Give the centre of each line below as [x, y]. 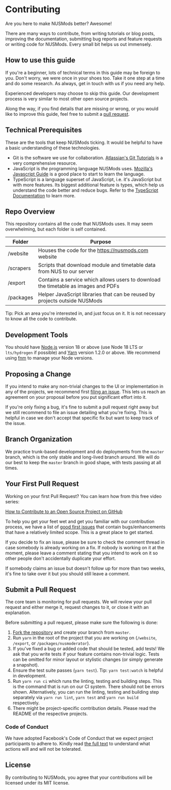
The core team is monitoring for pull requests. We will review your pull [78, 602]
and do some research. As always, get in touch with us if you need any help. [85, 83]
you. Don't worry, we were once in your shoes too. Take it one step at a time [85, 78]
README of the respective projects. [50, 714]
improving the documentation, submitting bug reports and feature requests [84, 39]
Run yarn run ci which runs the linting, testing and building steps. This [87, 681]
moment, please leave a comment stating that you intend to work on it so [82, 553]
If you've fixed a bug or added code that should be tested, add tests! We [89, 649]
